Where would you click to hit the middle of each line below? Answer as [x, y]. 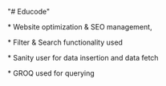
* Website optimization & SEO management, [80, 27]
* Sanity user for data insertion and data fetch [83, 58]
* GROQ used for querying [51, 73]
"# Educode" [29, 12]
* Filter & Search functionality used [65, 42]
